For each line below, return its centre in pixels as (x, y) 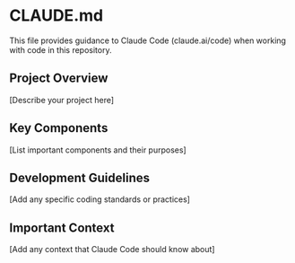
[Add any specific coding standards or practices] (100, 199)
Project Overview (59, 79)
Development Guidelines (80, 177)
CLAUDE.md (56, 16)
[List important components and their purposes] (98, 150)
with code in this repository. (61, 49)
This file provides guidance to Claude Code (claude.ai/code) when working (148, 40)
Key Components (59, 128)
